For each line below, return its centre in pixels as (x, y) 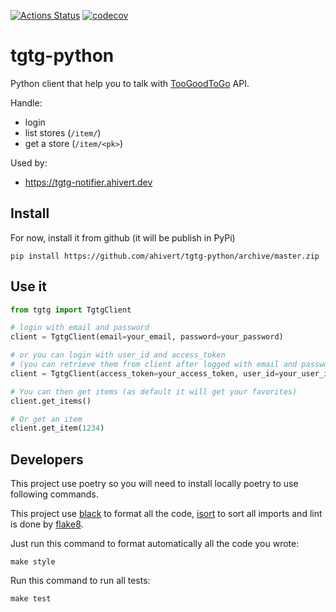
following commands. (54, 494)
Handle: (26, 102)
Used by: (29, 162)
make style (33, 562)
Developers (47, 459)
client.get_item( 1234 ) (57, 428)
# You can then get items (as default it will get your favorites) (154, 391)
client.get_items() (51, 401)
